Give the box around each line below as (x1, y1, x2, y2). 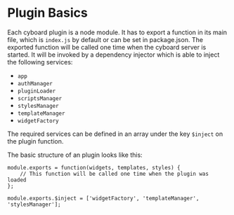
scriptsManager (17, 95, 63, 102)
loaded (7, 176, 27, 183)
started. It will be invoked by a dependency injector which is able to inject (7, 50, 220, 59)
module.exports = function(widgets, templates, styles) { (7, 164, 181, 171)
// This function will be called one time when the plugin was (20, 170, 209, 177)
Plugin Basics (7, 5, 88, 21)
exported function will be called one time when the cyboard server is (7, 43, 207, 51)
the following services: (7, 57, 73, 66)
